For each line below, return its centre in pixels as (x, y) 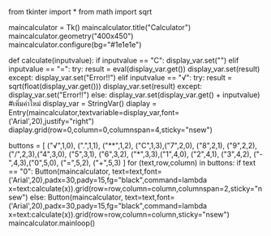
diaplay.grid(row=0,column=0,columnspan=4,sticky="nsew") (111, 130)
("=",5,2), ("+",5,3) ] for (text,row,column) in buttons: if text (158, 163)
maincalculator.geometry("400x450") (71, 36)
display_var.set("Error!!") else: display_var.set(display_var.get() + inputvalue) (134, 95)
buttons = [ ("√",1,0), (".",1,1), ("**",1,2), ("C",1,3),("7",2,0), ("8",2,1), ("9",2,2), (133, 146)
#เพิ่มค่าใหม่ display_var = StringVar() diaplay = (83, 103)
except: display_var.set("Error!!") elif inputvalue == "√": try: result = (120, 77)
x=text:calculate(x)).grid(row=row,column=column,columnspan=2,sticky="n (135, 189)
